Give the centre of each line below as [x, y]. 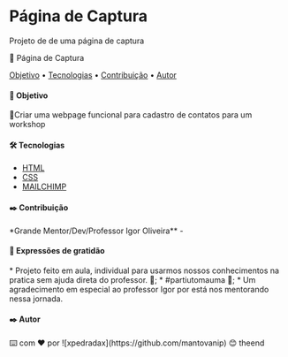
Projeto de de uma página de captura [77, 41]
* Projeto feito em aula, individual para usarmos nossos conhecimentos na [144, 270]
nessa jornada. [36, 299]
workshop [27, 125]
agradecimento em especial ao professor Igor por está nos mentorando [139, 289]
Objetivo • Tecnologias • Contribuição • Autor [93, 75]
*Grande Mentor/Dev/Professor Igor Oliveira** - [96, 231]
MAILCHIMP [44, 186]
